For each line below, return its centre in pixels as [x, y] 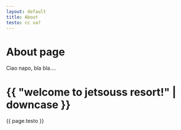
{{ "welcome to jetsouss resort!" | [91, 92]
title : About [22, 17]
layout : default [26, 12]
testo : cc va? [24, 22]
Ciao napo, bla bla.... [31, 68]
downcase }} [38, 105]
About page [35, 52]
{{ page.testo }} [25, 121]
